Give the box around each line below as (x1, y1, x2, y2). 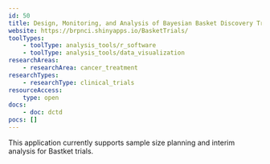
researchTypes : (8, 71, 59, 79)
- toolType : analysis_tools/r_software (22, 42, 157, 50)
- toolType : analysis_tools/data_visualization (22, 49, 185, 57)
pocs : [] (8, 116, 38, 124)
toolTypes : (8, 34, 45, 42)
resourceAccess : (8, 86, 63, 94)
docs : (8, 101, 27, 109)
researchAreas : (8, 57, 59, 65)
